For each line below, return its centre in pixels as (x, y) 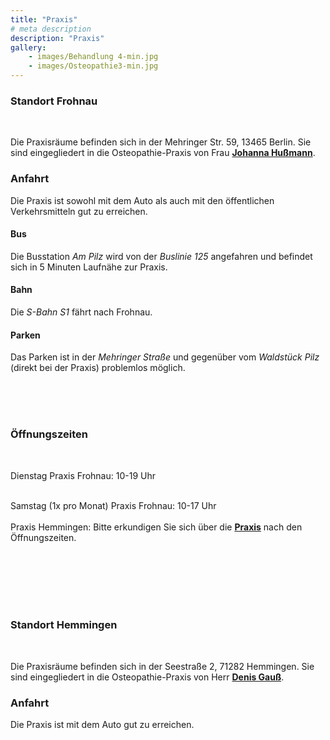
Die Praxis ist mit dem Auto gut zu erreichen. (102, 725)
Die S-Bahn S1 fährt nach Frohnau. (81, 312)
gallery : (28, 47)
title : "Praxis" (44, 19)
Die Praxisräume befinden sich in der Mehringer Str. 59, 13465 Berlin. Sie (161, 142)
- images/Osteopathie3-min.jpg (93, 66)
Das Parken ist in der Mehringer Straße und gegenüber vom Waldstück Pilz (165, 357)
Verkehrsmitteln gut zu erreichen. (79, 211)
